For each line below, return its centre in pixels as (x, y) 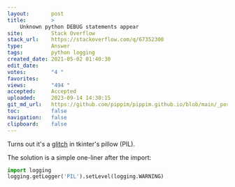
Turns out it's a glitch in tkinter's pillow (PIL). (71, 144)
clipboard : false (37, 124)
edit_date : (23, 66)
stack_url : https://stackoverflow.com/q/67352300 (86, 40)
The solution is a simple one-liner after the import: (79, 157)
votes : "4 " (36, 72)
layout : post (36, 14)
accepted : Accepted (42, 91)
